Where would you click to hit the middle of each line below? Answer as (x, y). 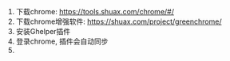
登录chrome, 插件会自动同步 (62, 41)
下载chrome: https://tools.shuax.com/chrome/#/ (95, 11)
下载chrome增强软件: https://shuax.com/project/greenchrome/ (119, 21)
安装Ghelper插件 (43, 31)
